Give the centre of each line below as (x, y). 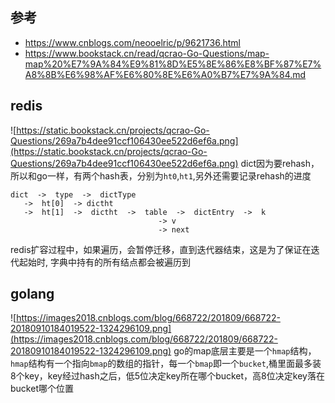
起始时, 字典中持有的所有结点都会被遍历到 (104, 262)
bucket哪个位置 (42, 389)
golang (32, 294)
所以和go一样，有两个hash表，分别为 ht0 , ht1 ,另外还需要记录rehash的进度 (161, 175)
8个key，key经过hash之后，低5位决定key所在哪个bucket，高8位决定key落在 (167, 376)
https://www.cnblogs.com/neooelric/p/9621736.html (132, 42)
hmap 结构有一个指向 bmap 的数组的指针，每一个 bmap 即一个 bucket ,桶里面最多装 (166, 364)
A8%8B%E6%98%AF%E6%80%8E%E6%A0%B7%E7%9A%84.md (165, 74)
